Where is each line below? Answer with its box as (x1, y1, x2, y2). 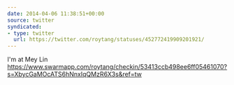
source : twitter (7, 17, 54, 24)
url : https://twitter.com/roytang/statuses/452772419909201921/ (13, 36, 205, 43)
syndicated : (7, 23, 42, 30)
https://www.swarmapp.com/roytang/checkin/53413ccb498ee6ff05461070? (7, 63, 228, 71)
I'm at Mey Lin (7, 55, 48, 63)
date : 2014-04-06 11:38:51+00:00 (7, 10, 105, 17)
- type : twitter (7, 29, 54, 37)
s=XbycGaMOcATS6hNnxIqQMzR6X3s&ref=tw (7, 70, 142, 79)
